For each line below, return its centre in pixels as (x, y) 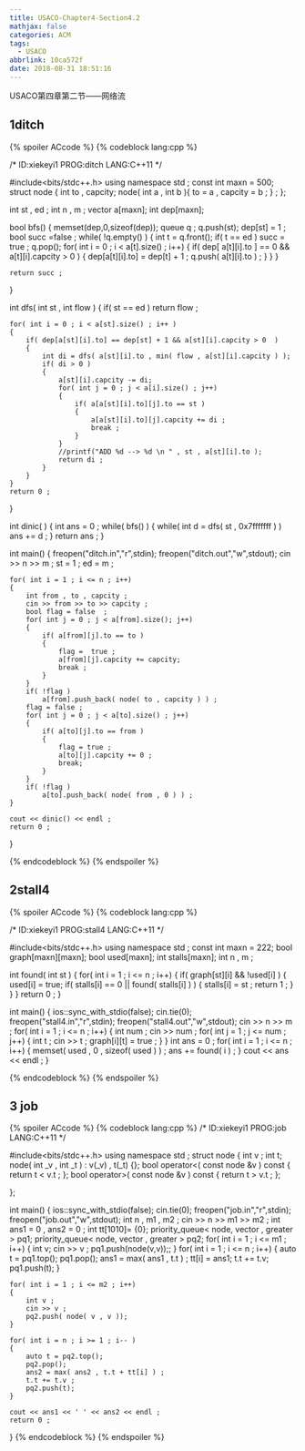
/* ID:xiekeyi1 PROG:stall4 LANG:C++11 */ (86, 929)
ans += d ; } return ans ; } (57, 536)
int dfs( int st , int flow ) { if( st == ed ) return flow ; (104, 307)
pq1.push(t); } (35, 1268)
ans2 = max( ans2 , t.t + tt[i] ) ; (96, 1373)
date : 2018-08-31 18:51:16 (61, 69)
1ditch (27, 125)
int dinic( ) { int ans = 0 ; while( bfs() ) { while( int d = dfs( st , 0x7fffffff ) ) (146, 526)
